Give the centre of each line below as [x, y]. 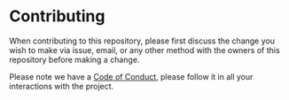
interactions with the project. [62, 86]
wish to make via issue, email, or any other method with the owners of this [145, 50]
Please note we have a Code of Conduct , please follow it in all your [131, 76]
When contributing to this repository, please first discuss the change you [142, 41]
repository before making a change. [74, 59]
